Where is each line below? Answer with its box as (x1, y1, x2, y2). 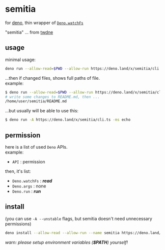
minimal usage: (5, 57, 36, 62)
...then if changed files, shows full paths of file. (5, 75, 100, 81)
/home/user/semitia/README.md (5, 99, 67, 104)
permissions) (5, 220, 32, 227)
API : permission (12, 158, 45, 164)
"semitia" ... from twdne (5, 29, 53, 35)
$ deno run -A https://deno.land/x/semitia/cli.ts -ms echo (5, 117, 131, 123)
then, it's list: (5, 168, 31, 174)
